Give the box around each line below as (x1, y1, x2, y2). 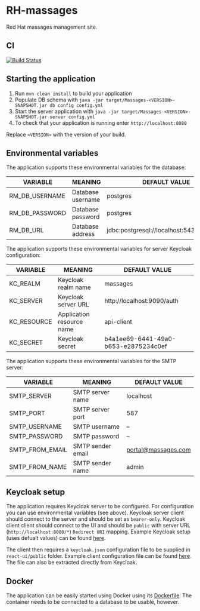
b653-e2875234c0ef (104, 342, 168, 351)
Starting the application (6, 74, 96, 84)
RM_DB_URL (9, 226, 44, 235)
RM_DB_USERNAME (9, 192, 65, 200)
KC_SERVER (9, 297, 43, 305)
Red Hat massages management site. (6, 23, 98, 30)
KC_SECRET (9, 339, 43, 347)
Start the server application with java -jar (14, 108, 119, 115)
